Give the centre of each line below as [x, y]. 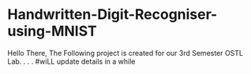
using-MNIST [52, 31]
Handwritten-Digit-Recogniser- [112, 15]
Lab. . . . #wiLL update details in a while [71, 61]
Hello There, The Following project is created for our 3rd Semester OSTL [126, 53]
